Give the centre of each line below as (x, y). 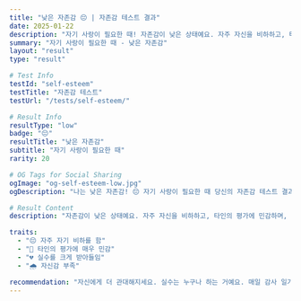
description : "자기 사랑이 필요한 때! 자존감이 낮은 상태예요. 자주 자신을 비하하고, (147, 34)
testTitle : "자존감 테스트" (56, 92)
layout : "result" (42, 51)
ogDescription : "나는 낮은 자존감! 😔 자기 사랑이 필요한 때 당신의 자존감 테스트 (144, 191)
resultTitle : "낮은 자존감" (57, 142)
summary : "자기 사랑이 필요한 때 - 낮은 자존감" (89, 43)
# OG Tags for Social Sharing (66, 175)
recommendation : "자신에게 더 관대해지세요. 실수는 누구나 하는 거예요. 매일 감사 (143, 282)
